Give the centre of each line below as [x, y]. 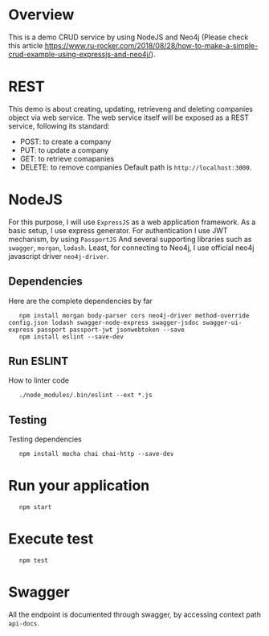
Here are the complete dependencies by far [80, 301]
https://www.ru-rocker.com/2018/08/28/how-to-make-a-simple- [151, 45]
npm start [35, 507]
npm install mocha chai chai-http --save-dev [96, 454]
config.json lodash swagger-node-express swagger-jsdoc [104, 322]
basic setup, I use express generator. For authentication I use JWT [118, 230]
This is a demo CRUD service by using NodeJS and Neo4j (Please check [128, 37]
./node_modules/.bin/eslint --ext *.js [86, 396]
